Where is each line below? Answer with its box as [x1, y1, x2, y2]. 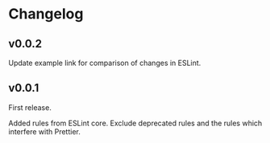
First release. [8, 102, 52, 112]
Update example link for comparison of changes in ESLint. [8, 58, 201, 67]
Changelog [8, 5, 84, 23]
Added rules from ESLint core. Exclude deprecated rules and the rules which [8, 118, 263, 128]
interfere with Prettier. [8, 126, 81, 137]
